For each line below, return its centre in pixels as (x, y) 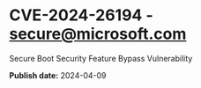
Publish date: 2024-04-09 (58, 75)
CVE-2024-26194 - (82, 15)
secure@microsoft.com (98, 34)
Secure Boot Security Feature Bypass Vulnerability (101, 58)
